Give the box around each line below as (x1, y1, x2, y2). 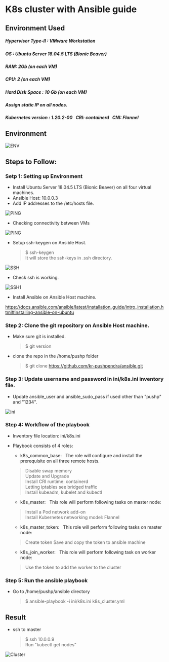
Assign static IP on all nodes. (5, 102, 68, 108)
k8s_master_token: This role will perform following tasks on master (20, 524, 162, 530)
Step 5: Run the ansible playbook (5, 577, 88, 584)
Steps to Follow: (5, 157, 57, 166)
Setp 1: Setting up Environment (5, 172, 82, 179)
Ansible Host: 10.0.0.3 (12, 195, 58, 201)
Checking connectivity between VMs (12, 219, 90, 226)
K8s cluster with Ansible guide (5, 4, 137, 15)
